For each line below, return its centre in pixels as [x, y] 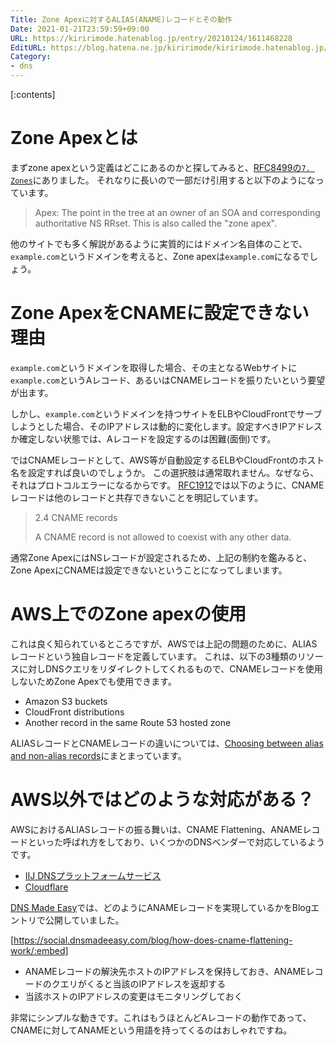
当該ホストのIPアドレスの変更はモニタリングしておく [133, 996]
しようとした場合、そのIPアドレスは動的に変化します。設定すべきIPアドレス [166, 426]
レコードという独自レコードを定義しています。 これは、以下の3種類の [154, 656]
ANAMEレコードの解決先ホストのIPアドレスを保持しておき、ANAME [165, 971]
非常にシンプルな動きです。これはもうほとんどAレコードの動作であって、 [161, 1017]
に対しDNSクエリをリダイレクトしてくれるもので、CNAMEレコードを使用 [170, 668]
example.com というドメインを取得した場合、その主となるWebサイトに [154, 367]
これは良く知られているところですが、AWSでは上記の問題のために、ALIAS [164, 643]
